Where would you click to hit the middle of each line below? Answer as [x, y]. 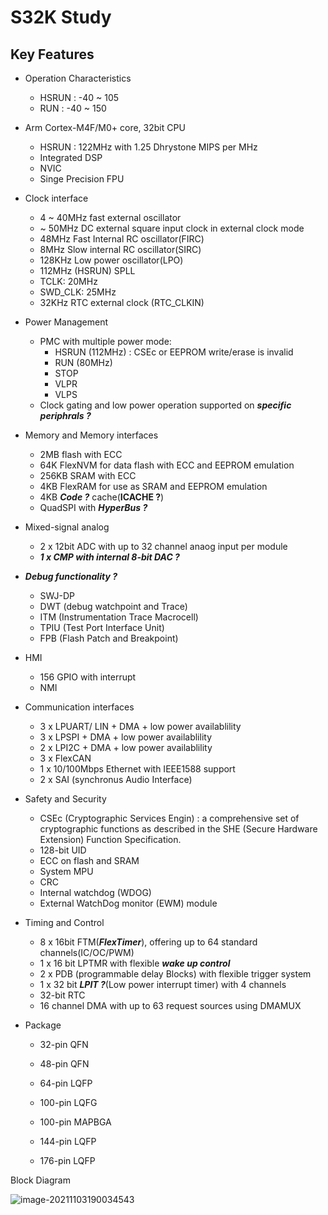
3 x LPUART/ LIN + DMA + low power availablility [140, 726]
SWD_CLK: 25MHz [78, 292]
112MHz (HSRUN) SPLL [87, 270]
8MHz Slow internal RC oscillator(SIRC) [120, 249]
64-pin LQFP [66, 1083]
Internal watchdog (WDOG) [95, 892]
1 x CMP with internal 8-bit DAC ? [109, 557]
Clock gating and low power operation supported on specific [165, 405]
